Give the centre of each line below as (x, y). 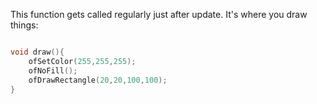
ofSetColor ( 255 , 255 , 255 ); (82, 61)
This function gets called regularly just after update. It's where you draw (159, 14)
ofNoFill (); (53, 70)
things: (24, 25)
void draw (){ (37, 52)
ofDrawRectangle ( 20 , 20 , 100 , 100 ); (98, 80)
